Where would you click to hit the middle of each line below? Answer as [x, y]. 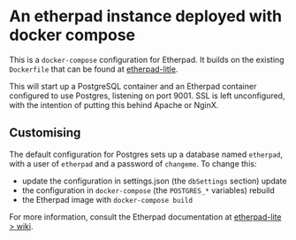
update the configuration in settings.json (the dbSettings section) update [154, 181]
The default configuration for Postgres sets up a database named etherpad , [146, 154]
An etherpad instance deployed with [146, 16]
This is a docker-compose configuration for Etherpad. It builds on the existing [147, 59]
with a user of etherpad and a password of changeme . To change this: [133, 163]
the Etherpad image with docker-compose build [107, 199]
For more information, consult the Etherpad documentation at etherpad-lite [145, 217]
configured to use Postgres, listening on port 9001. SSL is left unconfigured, [147, 96]
